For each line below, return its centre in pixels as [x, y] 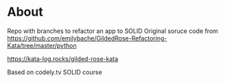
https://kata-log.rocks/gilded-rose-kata [63, 58]
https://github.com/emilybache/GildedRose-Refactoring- [87, 38]
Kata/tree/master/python [42, 45]
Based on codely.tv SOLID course [55, 72]
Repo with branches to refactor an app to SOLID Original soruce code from [113, 31]
